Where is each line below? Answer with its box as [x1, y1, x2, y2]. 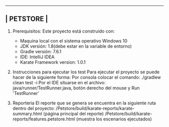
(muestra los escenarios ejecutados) [76, 116, 152, 122]
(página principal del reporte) [43, 110, 104, 116]
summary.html [12, 110, 43, 116]
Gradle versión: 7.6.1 [20, 48, 62, 54]
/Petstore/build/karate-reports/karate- [56, 105, 135, 111]
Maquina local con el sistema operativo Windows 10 [20, 38, 128, 44]
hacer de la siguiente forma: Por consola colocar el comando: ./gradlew [12, 74, 161, 80]
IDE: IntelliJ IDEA [20, 54, 55, 60]
